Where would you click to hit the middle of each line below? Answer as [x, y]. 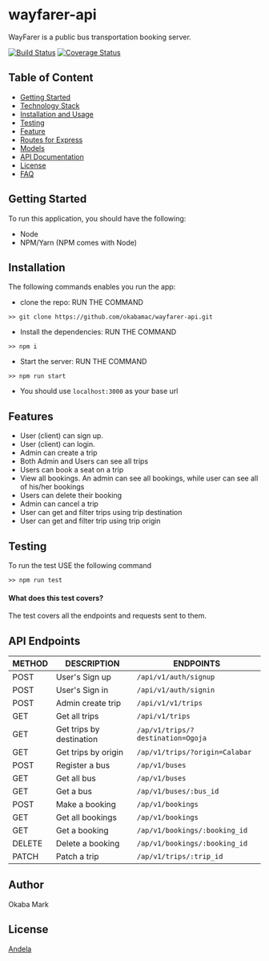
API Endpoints [44, 641]
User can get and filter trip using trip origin [90, 521]
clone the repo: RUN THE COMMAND [82, 302]
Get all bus [76, 778]
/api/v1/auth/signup [176, 677]
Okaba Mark [29, 904]
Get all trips [77, 716]
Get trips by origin [90, 752]
